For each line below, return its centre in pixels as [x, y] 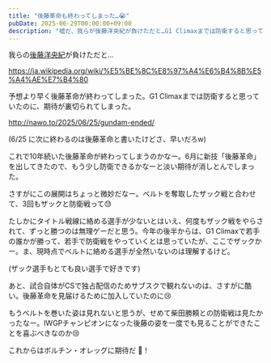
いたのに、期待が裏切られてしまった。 [72, 107]
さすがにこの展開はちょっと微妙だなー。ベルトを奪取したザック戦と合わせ [132, 194]
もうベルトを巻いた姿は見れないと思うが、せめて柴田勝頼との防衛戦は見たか [136, 313]
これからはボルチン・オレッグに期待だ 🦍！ [79, 350]
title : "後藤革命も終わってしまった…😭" [69, 16]
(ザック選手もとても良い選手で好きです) [74, 268]
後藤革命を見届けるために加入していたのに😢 [97, 296]
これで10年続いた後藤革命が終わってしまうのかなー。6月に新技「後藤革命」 [134, 156]
